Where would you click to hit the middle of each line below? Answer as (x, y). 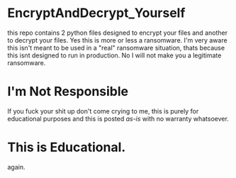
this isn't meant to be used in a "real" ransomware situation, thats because (116, 48)
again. (17, 167)
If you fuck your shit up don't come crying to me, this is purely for (103, 111)
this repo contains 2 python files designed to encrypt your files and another (118, 33)
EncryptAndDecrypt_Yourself (96, 13)
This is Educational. (67, 148)
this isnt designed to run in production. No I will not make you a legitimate (114, 55)
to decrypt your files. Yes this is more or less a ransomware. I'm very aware (118, 40)
